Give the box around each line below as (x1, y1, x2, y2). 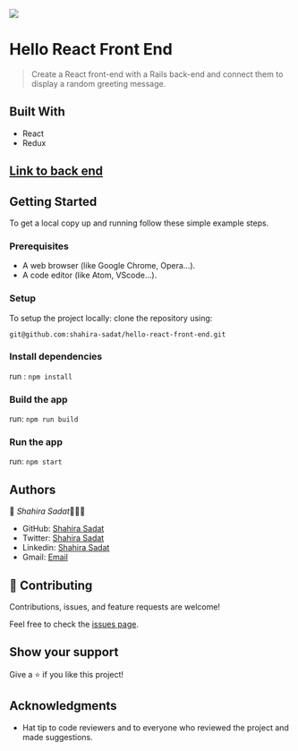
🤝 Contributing (9, 577, 93, 593)
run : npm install (9, 371, 73, 381)
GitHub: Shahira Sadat (21, 524, 105, 534)
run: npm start (9, 457, 63, 467)
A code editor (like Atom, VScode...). (21, 269, 158, 281)
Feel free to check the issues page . (9, 619, 139, 630)
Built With (9, 104, 65, 120)
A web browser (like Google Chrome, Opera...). (21, 260, 196, 271)
